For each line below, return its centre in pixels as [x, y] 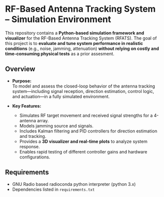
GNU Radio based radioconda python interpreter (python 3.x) [74, 184]
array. [43, 120]
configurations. [35, 157]
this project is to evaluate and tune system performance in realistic [74, 43]
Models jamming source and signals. [57, 126]
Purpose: [22, 81]
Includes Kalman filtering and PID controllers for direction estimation [88, 131]
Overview [20, 69]
